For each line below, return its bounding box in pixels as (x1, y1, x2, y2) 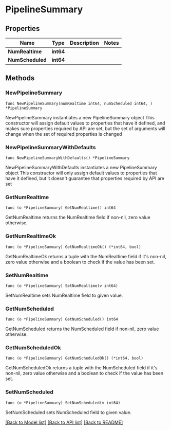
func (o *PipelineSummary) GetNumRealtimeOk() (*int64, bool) (5, 244, 141, 249)
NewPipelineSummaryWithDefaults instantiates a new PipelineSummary (5, 164, 158, 170)
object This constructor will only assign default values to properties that (5, 170, 158, 176)
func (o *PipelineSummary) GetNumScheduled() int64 (5, 317, 118, 322)
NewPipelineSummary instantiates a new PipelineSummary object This (5, 114, 155, 120)
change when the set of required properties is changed (5, 131, 122, 137)
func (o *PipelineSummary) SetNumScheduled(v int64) (5, 400, 121, 405)
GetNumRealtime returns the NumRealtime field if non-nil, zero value (5, 214, 150, 221)
